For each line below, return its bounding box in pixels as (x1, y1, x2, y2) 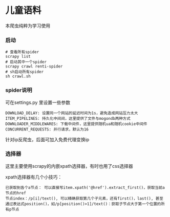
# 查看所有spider (5, 50, 39, 55)
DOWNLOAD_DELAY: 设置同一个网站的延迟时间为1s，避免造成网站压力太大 (5, 111, 138, 116)
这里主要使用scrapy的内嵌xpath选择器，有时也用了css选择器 (5, 163, 133, 169)
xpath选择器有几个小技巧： (5, 173, 62, 180)
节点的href (5, 190, 27, 196)
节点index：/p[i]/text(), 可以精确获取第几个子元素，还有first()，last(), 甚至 (5, 196, 164, 201)
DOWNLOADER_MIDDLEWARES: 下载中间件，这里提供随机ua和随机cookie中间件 (5, 121, 147, 126)
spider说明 (5, 86, 32, 94)
